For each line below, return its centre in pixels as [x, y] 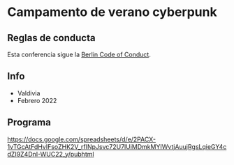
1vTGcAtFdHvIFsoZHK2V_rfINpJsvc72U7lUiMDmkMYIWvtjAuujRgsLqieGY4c [117, 146]
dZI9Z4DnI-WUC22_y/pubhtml [51, 154]
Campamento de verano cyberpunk [112, 12]
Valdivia [29, 93]
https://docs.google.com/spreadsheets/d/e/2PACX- [81, 139]
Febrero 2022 [37, 100]
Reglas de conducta [51, 38]
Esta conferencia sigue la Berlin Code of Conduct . [79, 54]
